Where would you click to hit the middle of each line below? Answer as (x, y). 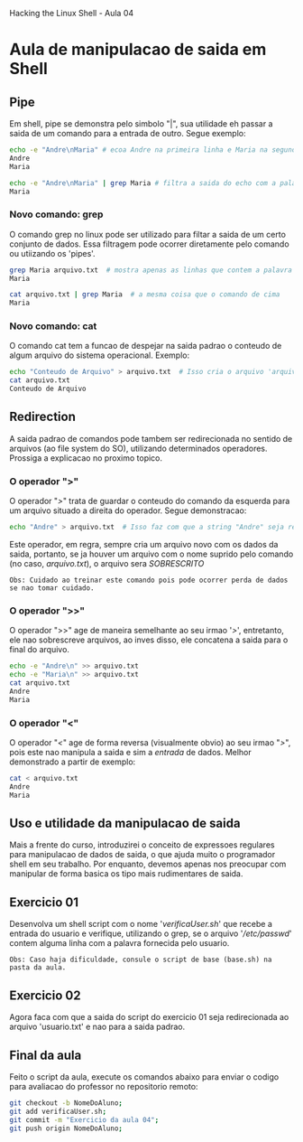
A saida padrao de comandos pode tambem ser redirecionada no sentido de (151, 438)
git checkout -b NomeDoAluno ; (66, 1103)
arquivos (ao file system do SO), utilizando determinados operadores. (138, 448)
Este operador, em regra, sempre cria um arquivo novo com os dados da (144, 545)
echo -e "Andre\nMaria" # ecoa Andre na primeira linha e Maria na (139, 150)
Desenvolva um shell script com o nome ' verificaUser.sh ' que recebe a (141, 924)
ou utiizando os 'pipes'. (53, 253)
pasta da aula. (38, 968)
